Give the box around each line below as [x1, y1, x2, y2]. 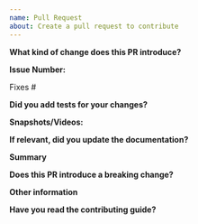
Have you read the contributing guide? [9, 204, 157, 215]
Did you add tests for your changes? [9, 98, 148, 109]
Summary [9, 151, 47, 163]
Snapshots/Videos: [9, 117, 84, 127]
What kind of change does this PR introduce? [9, 46, 182, 57]
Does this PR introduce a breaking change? [9, 169, 174, 180]
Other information [9, 186, 78, 197]
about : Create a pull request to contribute [9, 22, 179, 31]
